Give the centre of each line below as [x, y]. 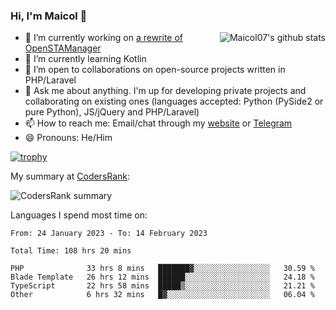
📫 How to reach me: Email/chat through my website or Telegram [158, 123]
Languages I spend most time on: [79, 215]
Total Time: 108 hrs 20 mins [71, 251]
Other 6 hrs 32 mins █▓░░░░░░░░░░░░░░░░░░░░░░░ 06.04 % [162, 295]
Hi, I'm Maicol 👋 [49, 16]
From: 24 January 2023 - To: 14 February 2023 [109, 234]
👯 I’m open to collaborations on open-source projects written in [155, 70]
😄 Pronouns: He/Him [68, 138]
